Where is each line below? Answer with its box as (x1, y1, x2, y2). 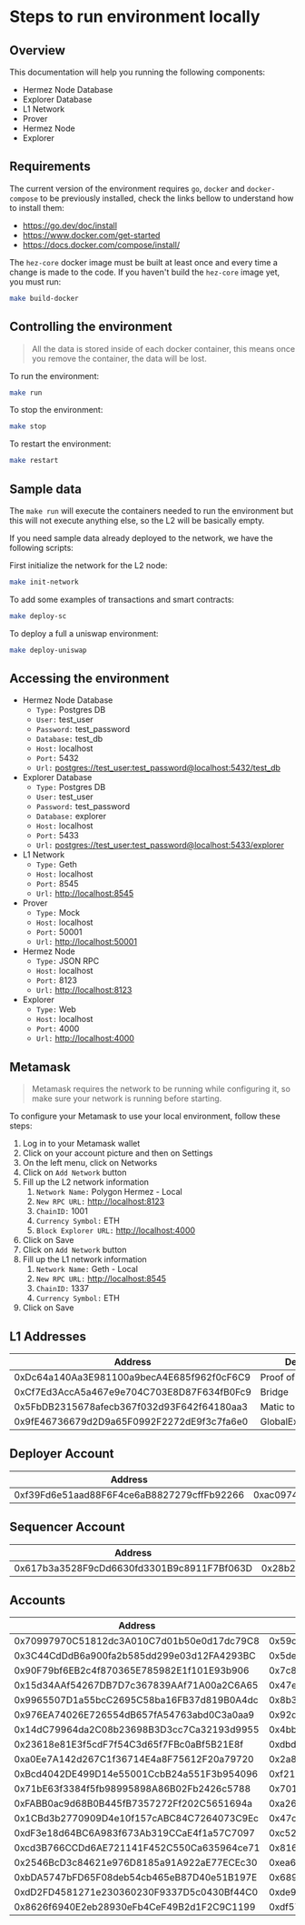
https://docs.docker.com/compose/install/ (22, 239, 180, 250)
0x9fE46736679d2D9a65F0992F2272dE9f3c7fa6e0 (14, 1416, 249, 1428)
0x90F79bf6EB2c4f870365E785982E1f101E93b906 (14, 1664, 250, 1677)
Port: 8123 (35, 975, 77, 986)
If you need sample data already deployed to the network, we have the (9, 532, 274, 543)
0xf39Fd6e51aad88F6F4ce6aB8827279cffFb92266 (14, 1489, 245, 1501)
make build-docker (9, 294, 79, 303)
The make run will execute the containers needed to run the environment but (9, 505, 294, 516)
